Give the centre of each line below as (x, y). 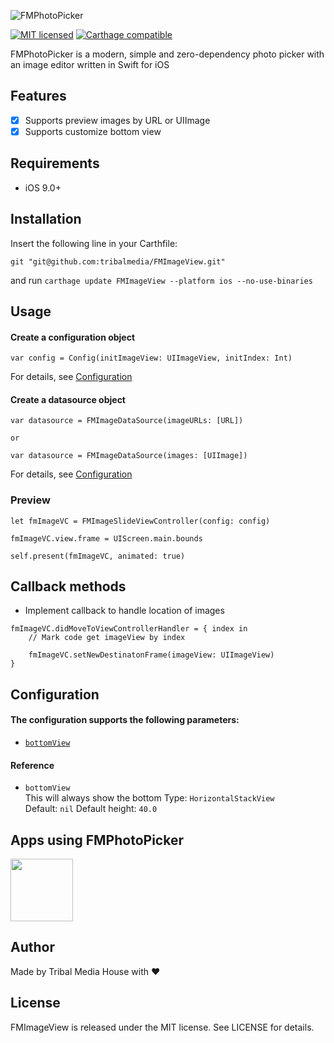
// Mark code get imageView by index (107, 638)
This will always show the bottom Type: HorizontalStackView (149, 798)
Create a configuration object (73, 337)
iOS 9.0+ (43, 187)
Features (38, 96)
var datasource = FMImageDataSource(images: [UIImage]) (129, 456)
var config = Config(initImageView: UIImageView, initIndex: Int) (151, 358)
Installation (46, 219)
